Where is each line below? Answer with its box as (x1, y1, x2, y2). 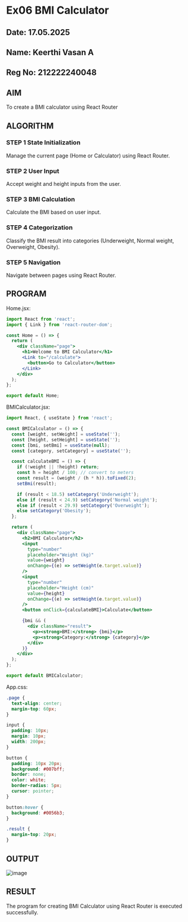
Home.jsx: (6, 304, 31, 312)
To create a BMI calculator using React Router (6, 103, 118, 110)
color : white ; (11, 777, 46, 783)
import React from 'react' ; (6, 316, 76, 322)
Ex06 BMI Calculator (6, 4, 109, 17)
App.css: (6, 683, 28, 690)
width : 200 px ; (11, 739, 46, 745)
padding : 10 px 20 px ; (11, 760, 62, 766)
